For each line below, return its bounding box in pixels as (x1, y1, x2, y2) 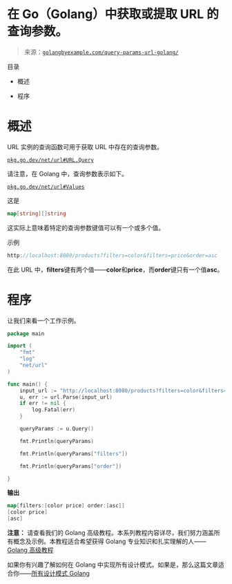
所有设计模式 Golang (31, 569, 90, 578)
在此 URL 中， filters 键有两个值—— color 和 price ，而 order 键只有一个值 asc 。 (7, 265, 224, 274)
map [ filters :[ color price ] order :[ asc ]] (7, 502, 126, 509)
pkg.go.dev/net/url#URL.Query (7, 156, 95, 163)
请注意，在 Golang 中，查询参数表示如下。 (7, 169, 128, 178)
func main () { (7, 381, 48, 388)
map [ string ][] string (7, 210, 67, 217)
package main (7, 330, 45, 337)
